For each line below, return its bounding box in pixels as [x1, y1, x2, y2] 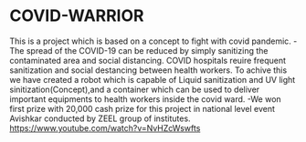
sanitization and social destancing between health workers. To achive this [9, 65, 288, 76]
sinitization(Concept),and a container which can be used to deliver [9, 84, 260, 95]
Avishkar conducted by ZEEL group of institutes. [9, 113, 191, 124]
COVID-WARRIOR [9, 5, 144, 26]
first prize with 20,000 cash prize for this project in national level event [9, 103, 276, 114]
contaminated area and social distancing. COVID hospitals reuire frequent [9, 55, 286, 66]
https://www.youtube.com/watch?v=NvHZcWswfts [9, 122, 201, 133]
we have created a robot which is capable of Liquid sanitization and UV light [9, 74, 296, 85]
